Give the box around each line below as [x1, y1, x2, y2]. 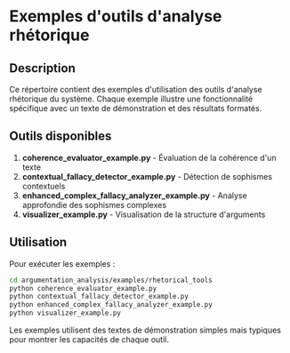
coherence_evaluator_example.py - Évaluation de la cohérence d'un [21, 152, 278, 163]
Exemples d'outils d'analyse [9, 6, 222, 27]
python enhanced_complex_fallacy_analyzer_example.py [9, 301, 213, 309]
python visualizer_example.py [9, 309, 122, 317]
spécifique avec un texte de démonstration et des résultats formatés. [9, 103, 262, 113]
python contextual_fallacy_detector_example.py [9, 292, 189, 301]
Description [9, 60, 76, 76]
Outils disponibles [9, 129, 112, 144]
